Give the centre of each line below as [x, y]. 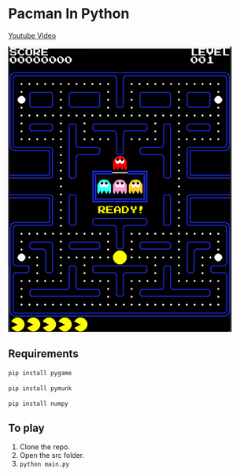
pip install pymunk [40, 388]
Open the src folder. [52, 456]
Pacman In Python [69, 14]
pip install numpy [38, 403]
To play [26, 428]
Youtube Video [32, 35]
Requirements [43, 354]
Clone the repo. [45, 447]
